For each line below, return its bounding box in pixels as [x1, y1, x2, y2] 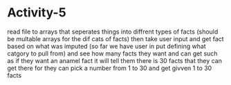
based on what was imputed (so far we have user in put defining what [7, 42, 206, 50]
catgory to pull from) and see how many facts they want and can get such [7, 49, 218, 58]
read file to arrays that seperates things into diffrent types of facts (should [7, 27, 219, 36]
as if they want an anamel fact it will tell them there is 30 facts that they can [7, 56, 223, 64]
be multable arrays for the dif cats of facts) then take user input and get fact [7, 34, 224, 42]
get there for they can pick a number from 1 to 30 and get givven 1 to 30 [7, 64, 212, 72]
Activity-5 [7, 5, 67, 21]
